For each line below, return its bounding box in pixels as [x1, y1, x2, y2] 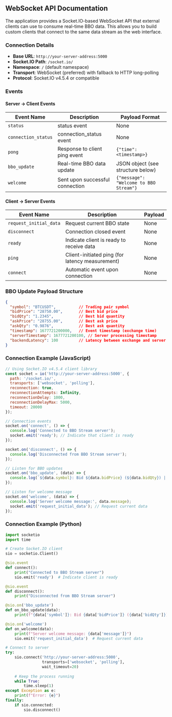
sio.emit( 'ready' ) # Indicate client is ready [14, 575, 118, 580]
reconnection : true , [10, 385, 54, 391]
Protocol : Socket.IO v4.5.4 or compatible [12, 75, 100, 81]
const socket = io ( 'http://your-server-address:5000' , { [5, 371, 130, 376]
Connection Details [5, 41, 54, 48]
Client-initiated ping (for [65, 251, 124, 258]
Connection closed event [65, 228, 125, 235]
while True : [14, 678, 40, 684]
